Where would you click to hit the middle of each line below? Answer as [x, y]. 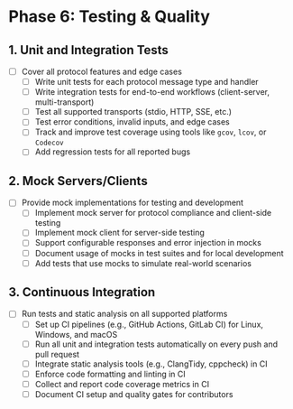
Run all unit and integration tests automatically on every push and [156, 344]
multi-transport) [64, 102]
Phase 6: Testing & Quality [110, 17]
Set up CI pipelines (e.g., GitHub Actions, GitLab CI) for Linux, [149, 324]
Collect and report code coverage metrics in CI [122, 384]
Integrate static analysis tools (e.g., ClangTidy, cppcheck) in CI [151, 364]
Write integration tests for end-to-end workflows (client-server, [152, 92]
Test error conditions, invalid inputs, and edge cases [133, 122]
